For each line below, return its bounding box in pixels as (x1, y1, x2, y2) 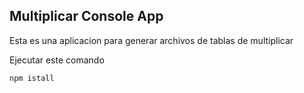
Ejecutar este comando (9, 54, 105, 66)
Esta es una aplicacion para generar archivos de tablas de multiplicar (9, 34, 294, 46)
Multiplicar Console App (9, 8, 164, 25)
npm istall (9, 73, 55, 83)
